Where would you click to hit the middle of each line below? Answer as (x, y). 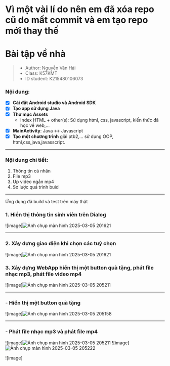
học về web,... (35, 125)
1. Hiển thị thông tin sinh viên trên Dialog (56, 214)
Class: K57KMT (41, 73)
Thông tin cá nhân (32, 171)
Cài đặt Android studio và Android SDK (54, 103)
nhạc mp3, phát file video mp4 (44, 274)
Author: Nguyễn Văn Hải (50, 68)
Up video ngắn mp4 (33, 182)
